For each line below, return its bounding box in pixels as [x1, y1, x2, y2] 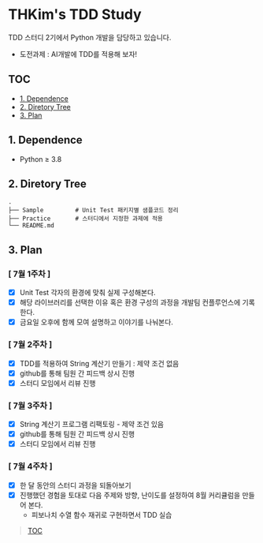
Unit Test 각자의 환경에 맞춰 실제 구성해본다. [19, 288, 156, 298]
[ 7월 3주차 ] [8, 400, 53, 411]
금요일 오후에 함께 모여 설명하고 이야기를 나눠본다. [19, 317, 173, 327]
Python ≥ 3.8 [19, 154, 62, 163]
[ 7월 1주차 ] [8, 268, 51, 279]
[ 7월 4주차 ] [8, 461, 53, 472]
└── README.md [8, 222, 55, 230]
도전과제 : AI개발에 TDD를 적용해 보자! [19, 49, 138, 58]
